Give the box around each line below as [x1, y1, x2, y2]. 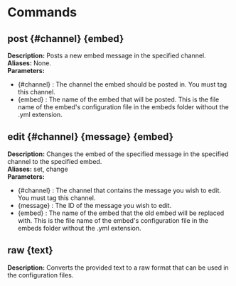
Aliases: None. [7, 59, 52, 67]
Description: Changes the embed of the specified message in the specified [7, 150, 229, 158]
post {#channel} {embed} [7, 33, 124, 45]
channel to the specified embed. [7, 157, 102, 165]
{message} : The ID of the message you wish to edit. [17, 201, 172, 209]
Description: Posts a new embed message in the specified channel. [7, 51, 206, 60]
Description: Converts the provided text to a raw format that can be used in [7, 263, 229, 272]
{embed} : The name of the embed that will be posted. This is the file [17, 95, 220, 104]
